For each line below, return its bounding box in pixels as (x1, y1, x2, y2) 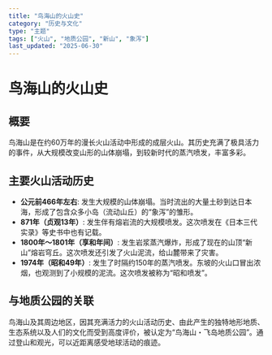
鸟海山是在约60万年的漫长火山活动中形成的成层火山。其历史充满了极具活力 (8, 137, 260, 147)
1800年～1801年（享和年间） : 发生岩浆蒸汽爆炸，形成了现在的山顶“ (19, 237, 246, 247)
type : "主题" (8, 27, 50, 35)
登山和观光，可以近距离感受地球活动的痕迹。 (15, 337, 165, 347)
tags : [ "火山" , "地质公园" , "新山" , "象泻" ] (8, 34, 149, 43)
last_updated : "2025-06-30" (8, 42, 104, 50)
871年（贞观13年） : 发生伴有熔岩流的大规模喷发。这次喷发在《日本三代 (19, 217, 258, 227)
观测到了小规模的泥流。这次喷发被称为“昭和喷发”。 (41, 267, 213, 277)
